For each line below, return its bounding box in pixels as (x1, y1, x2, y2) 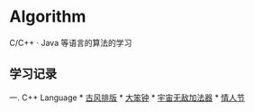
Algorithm (9, 6, 86, 27)
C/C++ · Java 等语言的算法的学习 (9, 37, 132, 48)
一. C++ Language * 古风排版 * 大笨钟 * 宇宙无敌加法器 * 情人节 (9, 92, 245, 103)
